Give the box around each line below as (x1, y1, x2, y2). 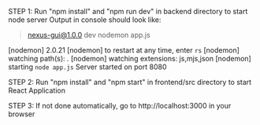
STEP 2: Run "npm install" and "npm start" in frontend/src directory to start (8, 78, 252, 86)
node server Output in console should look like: (8, 15, 162, 24)
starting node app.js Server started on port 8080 (8, 62, 167, 72)
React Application (8, 86, 65, 95)
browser (8, 109, 35, 119)
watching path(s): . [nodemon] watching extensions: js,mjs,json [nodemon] (8, 54, 252, 63)
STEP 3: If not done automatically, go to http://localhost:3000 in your (8, 101, 232, 110)
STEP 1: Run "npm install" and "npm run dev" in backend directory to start (8, 7, 248, 16)
